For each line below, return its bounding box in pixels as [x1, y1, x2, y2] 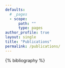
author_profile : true [5, 30, 50, 35]
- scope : [9, 16, 28, 21]
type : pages [18, 26, 43, 31]
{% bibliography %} [5, 57, 45, 63]
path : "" [18, 21, 36, 26]
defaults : [5, 7, 26, 12]
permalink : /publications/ [5, 44, 61, 49]
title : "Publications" [5, 39, 52, 44]
